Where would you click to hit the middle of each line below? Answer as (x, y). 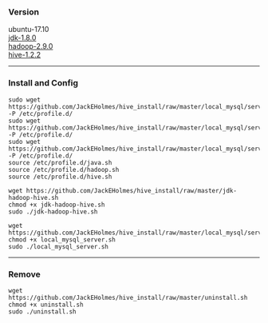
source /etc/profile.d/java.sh (60, 162)
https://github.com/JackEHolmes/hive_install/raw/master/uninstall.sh (128, 297)
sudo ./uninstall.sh (43, 311)
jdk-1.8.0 (22, 38)
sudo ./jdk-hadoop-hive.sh (53, 211)
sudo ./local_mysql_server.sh (59, 246)
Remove (25, 274)
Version (24, 12)
